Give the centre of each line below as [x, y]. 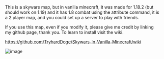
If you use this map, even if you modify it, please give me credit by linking [79, 27]
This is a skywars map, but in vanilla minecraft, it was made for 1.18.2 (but [79, 7]
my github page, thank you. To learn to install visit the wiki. [64, 32]
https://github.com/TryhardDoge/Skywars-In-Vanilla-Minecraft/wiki [73, 42]
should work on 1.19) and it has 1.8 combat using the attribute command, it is [82, 12]
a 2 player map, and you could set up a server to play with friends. [72, 17]
